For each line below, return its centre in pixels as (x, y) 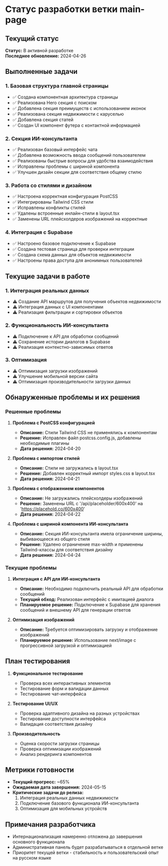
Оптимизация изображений (43, 620)
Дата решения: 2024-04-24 (50, 555)
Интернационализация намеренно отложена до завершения (77, 837)
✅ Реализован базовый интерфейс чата (55, 149)
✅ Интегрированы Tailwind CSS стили (53, 202)
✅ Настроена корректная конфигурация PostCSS (65, 197)
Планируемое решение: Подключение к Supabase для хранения (90, 605)
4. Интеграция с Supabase (39, 232)
